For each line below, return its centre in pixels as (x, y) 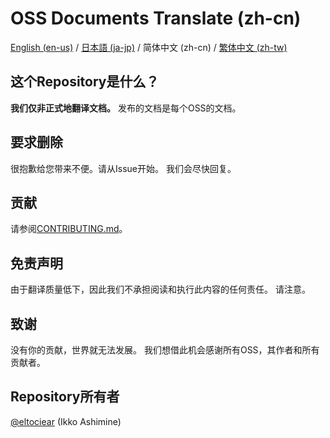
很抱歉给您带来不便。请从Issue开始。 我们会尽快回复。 (123, 168)
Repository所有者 (65, 397)
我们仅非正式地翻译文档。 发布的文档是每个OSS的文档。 (126, 108)
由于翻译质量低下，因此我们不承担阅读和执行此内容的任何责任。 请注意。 (160, 289)
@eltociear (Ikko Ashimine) (66, 421)
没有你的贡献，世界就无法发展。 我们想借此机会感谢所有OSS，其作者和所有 (165, 350)
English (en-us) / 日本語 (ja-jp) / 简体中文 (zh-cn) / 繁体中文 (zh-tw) (149, 47)
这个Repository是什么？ (85, 82)
